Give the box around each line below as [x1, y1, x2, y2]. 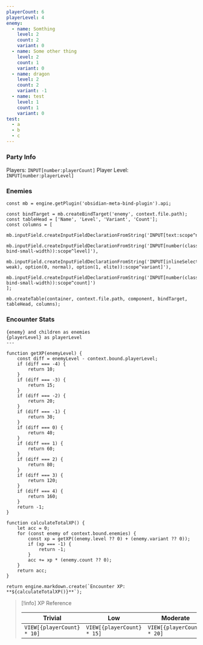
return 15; [28, 382, 56, 388]
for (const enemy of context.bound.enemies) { [17, 531, 137, 537]
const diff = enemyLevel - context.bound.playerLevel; [17, 356, 158, 362]
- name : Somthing [11, 25, 56, 32]
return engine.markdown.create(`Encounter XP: [6, 583, 126, 589]
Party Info [6, 153, 36, 161]
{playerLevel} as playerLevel [6, 334, 83, 340]
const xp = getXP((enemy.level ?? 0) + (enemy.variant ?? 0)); [28, 535, 190, 542]
